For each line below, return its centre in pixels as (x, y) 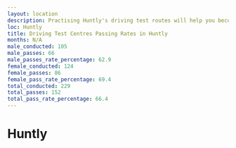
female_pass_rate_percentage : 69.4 (59, 79)
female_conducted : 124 (40, 66)
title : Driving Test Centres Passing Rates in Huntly (88, 33)
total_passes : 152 (34, 92)
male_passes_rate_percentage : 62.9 (59, 60)
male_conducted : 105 (38, 47)
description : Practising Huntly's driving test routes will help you (111, 20)
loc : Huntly (25, 27)
